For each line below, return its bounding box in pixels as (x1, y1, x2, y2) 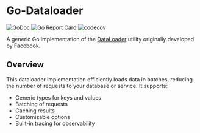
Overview (6, 60, 45, 70)
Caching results (15, 107, 55, 114)
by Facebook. (6, 42, 41, 49)
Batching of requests (15, 100, 68, 107)
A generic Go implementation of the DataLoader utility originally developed (6, 35, 195, 43)
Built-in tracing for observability (15, 120, 95, 127)
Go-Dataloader (6, 4, 84, 18)
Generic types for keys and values (15, 94, 102, 101)
